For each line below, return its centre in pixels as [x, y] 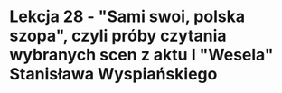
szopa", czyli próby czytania [118, 36]
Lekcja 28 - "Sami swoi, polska [127, 17]
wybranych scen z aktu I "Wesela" [141, 55]
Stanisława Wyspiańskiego [113, 74]
